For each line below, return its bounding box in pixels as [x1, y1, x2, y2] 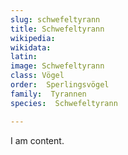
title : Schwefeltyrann [10, 24, 105, 34]
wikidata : [10, 42, 52, 53]
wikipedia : [10, 33, 56, 43]
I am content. [10, 134, 65, 146]
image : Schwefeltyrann [10, 61, 105, 71]
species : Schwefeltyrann [10, 98, 118, 108]
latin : [10, 52, 38, 62]
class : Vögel [10, 71, 65, 81]
